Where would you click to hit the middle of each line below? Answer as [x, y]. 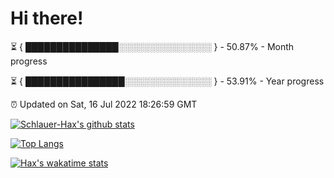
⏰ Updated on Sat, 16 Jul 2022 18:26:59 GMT [104, 104]
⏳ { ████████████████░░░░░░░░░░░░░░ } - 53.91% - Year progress [167, 81]
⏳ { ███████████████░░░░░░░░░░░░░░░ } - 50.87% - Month [152, 46]
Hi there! [47, 18]
